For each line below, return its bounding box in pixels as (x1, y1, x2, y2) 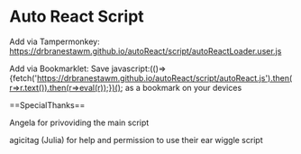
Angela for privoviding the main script (9, 117, 150, 128)
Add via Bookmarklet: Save (9, 63, 110, 74)
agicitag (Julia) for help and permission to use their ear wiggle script (9, 134, 263, 145)
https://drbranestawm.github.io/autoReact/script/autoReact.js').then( (36, 72, 293, 83)
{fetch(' (9, 72, 38, 83)
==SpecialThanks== (9, 99, 86, 110)
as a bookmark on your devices (124, 82, 242, 93)
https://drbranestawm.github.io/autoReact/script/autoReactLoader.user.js (9, 45, 282, 56)
